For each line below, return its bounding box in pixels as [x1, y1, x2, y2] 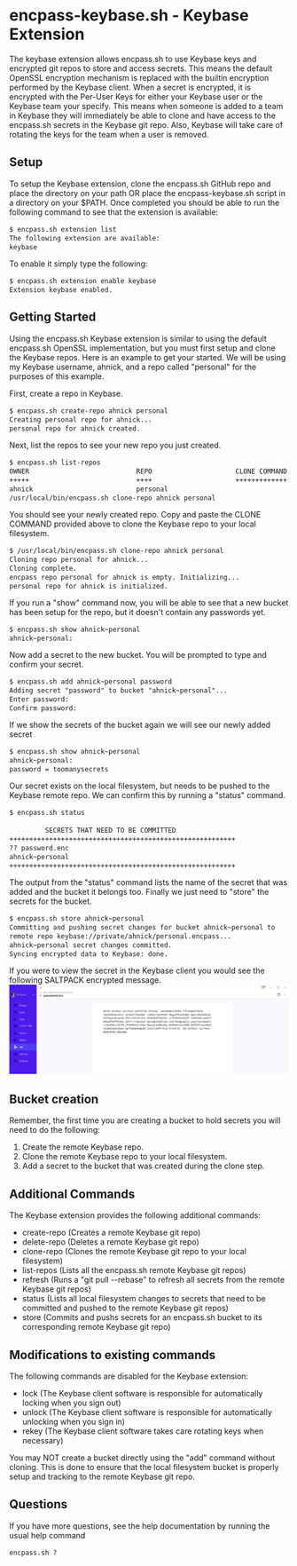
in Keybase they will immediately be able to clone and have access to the [9, 110, 277, 121]
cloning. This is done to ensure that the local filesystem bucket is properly [9, 1461, 279, 1472]
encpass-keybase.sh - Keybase [9, 5, 249, 26]
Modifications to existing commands [9, 1347, 216, 1363]
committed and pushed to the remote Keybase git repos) [21, 1302, 229, 1314]
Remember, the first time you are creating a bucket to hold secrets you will [9, 1115, 281, 1126]
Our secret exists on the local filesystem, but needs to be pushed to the [9, 780, 270, 791]
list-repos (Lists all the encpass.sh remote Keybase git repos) [21, 1265, 246, 1276]
